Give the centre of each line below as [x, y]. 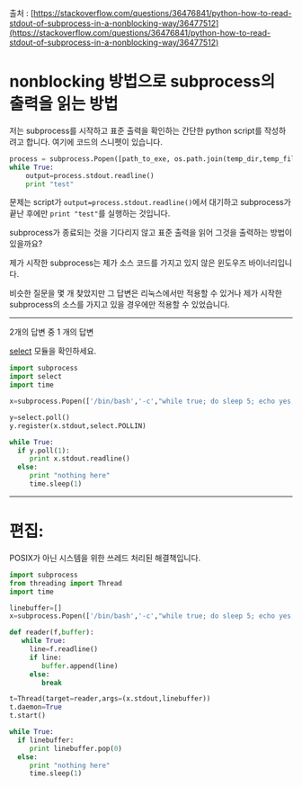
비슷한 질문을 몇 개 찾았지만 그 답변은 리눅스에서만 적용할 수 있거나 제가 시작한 [146, 293]
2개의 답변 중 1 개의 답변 [52, 332]
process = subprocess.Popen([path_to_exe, [90, 159]
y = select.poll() [40, 417]
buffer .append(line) [80, 666]
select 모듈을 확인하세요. [53, 351]
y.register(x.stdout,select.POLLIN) [78, 425]
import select [36, 377]
